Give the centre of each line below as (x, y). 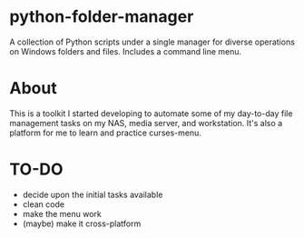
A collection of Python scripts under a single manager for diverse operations (152, 42)
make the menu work (62, 213)
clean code (44, 204)
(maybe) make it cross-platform (82, 223)
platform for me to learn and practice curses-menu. (106, 133)
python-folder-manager (102, 17)
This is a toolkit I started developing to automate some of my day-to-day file (151, 113)
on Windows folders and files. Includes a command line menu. (126, 51)
